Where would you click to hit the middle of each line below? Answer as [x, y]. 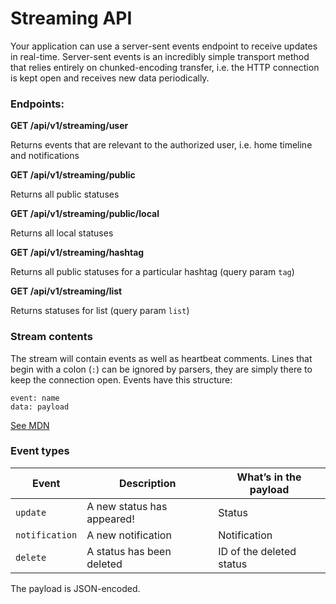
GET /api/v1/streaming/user [69, 126]
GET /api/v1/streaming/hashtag [77, 253]
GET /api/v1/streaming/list [66, 291]
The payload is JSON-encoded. [75, 588]
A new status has [127, 506]
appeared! [110, 519]
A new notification [129, 535]
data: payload [40, 407]
